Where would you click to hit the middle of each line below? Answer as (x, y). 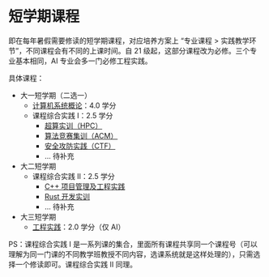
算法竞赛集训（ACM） (81, 135)
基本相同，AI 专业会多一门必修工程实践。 (83, 61)
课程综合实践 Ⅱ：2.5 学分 (73, 176)
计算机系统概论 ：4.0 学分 (74, 105)
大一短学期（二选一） (56, 95)
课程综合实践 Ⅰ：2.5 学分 (73, 115)
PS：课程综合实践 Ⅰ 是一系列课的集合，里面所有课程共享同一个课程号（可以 (133, 244)
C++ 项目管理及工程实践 (85, 186)
